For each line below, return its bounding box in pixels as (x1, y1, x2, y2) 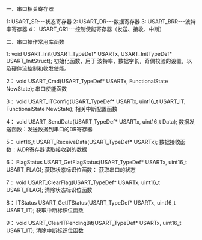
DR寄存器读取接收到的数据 (22, 146, 88, 153)
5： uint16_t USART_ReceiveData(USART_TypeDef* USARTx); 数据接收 (6, 139, 180, 145)
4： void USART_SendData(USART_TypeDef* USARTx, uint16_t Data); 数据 (6, 118, 189, 125)
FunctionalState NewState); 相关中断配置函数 (6, 106, 118, 112)
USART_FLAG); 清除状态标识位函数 (6, 187, 93, 193)
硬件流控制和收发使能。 (11, 65, 70, 72)
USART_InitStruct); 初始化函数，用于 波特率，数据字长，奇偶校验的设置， (6, 58, 188, 64)
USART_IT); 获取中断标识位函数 (6, 206, 84, 214)
